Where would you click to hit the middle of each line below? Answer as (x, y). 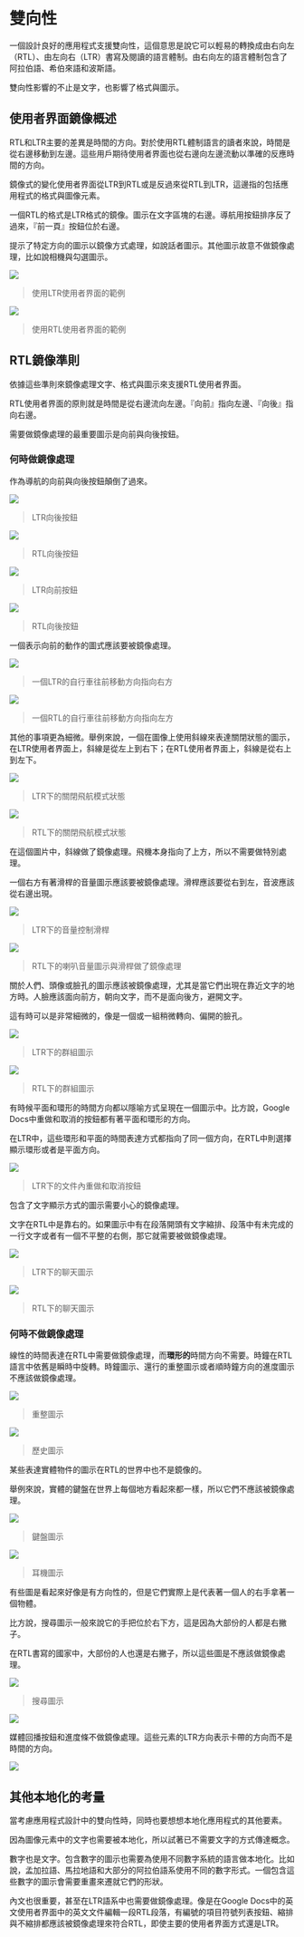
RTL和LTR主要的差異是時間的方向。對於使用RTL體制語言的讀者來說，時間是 (150, 142)
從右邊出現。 (33, 893)
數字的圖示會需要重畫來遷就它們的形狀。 (92, 1881)
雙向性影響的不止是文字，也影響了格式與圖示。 (96, 87)
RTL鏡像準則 (44, 360)
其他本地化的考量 (57, 1797)
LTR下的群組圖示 (62, 1051)
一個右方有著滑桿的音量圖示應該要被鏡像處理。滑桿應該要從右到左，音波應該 (152, 882)
